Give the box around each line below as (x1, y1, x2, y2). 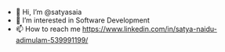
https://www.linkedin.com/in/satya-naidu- (82, 24, 217, 33)
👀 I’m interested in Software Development (15, 16, 151, 25)
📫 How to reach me (15, 24, 81, 33)
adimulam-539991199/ (15, 36, 89, 44)
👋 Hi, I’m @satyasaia (15, 8, 82, 16)
